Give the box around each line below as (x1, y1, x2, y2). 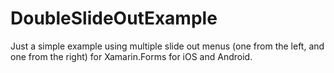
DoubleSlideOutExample (10, 7, 218, 30)
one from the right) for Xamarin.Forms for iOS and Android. (10, 50, 253, 62)
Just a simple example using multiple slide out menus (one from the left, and (10, 40, 325, 52)
